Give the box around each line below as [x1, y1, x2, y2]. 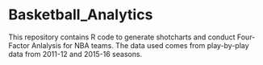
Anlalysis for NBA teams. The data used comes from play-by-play [31, 40, 249, 50]
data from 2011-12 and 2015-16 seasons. [8, 49, 143, 59]
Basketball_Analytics [8, 6, 153, 24]
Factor [8, 40, 30, 50]
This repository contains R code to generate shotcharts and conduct [8, 32, 236, 42]
